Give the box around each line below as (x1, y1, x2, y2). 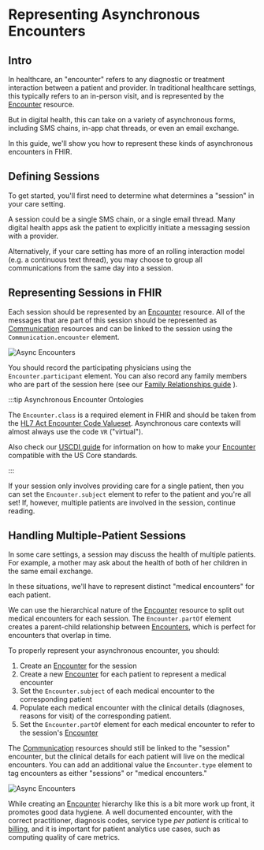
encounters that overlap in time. (8, 631, 112, 640)
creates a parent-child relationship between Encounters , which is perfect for (8, 622, 256, 632)
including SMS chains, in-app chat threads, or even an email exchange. (8, 124, 240, 132)
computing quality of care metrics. (8, 833, 121, 842)
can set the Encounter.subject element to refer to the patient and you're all (8, 489, 251, 498)
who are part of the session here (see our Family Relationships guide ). (8, 379, 238, 389)
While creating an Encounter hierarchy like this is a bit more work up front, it (8, 799, 255, 809)
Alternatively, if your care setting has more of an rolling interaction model (8, 246, 245, 255)
